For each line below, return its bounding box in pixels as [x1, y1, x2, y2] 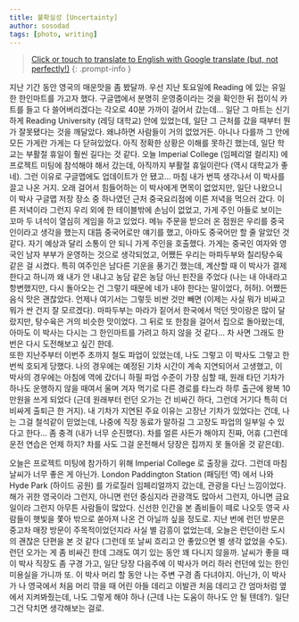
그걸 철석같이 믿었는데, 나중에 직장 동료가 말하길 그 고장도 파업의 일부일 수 [18, 417, 276, 427]
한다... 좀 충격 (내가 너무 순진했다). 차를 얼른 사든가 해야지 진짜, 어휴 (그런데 [25, 427, 288, 438]
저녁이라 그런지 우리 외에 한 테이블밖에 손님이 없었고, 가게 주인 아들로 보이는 [18, 204, 283, 215]
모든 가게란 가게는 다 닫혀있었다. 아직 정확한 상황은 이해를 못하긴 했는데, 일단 [9, 137, 276, 148]
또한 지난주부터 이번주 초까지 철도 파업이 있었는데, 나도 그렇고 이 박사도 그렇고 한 [9, 350, 290, 361]
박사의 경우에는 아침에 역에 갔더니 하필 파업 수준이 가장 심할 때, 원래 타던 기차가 [9, 372, 286, 383]
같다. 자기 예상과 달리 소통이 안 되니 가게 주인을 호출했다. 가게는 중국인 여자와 [9, 238, 278, 249]
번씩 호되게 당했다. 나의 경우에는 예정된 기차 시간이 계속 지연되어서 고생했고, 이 [9, 361, 283, 371]
